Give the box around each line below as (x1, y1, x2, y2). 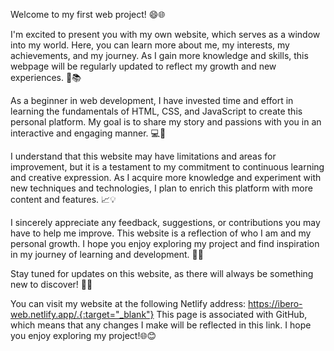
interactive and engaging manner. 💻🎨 (10, 127, 167, 139)
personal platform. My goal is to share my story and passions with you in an (10, 116, 322, 128)
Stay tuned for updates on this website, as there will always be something (10, 268, 314, 279)
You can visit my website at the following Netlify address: (10, 298, 247, 309)
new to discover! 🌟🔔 (10, 279, 93, 290)
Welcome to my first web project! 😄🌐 (10, 9, 166, 20)
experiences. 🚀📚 (10, 72, 82, 83)
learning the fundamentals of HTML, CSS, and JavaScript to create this (10, 105, 303, 117)
